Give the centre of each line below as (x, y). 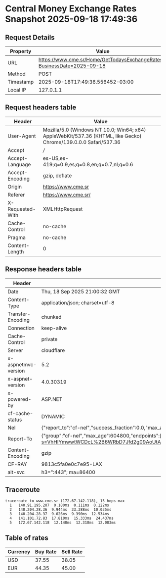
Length (16, 251)
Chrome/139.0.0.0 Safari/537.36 (82, 142)
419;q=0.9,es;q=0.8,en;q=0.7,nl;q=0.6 (88, 164)
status (15, 420)
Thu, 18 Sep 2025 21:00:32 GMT (81, 291)
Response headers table (43, 269)
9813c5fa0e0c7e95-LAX (72, 464)
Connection (21, 328)
